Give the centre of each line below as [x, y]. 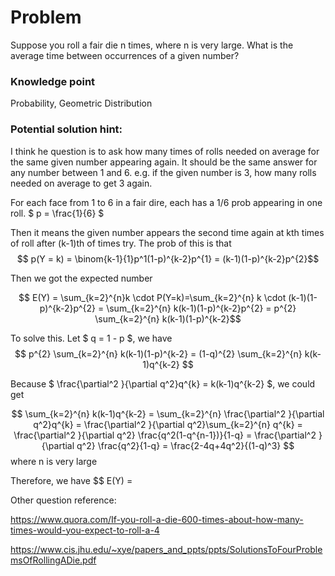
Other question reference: [63, 500]
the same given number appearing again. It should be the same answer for [164, 162]
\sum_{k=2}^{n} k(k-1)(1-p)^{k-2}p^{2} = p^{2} [201, 308]
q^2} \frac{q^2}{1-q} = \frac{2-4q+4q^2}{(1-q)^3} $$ [185, 445]
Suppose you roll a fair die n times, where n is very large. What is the [152, 45]
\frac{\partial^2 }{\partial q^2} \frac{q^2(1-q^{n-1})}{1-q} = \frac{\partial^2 [165, 435]
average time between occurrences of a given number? [125, 55]
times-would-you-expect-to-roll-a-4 [85, 530]
